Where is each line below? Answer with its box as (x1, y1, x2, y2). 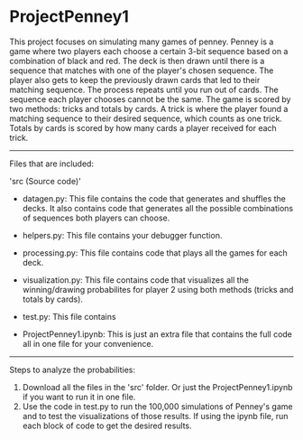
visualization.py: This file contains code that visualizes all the (22, 274, 250, 286)
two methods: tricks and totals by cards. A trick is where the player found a (9, 103, 289, 114)
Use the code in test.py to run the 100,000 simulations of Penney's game (22, 400, 293, 412)
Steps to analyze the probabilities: (9, 364, 136, 375)
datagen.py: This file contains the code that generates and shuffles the (22, 192, 287, 204)
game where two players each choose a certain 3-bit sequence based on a (9, 45, 289, 56)
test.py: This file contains (22, 311, 116, 322)
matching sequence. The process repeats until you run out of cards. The (9, 84, 279, 95)
